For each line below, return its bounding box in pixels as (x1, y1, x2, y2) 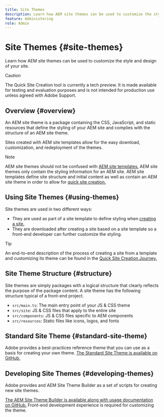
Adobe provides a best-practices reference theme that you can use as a (5, 345, 150, 351)
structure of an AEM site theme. (5, 130, 69, 136)
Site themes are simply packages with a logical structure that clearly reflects (5, 282, 159, 288)
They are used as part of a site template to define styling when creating (12, 215, 156, 221)
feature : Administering (5, 16, 54, 21)
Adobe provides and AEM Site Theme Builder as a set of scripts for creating (5, 382, 158, 388)
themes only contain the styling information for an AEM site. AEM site (5, 169, 144, 174)
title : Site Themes (5, 7, 45, 12)
